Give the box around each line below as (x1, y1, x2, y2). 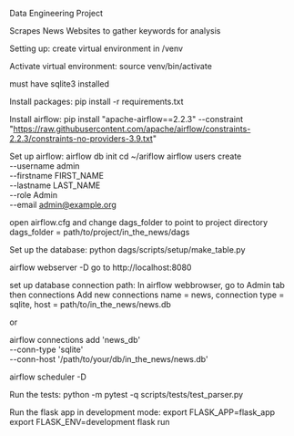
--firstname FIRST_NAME (9, 171, 105, 181)
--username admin (9, 161, 80, 171)
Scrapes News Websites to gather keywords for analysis (9, 26, 221, 36)
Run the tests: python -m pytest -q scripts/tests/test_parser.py (9, 389, 244, 400)
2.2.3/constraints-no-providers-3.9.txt (9, 133, 153, 144)
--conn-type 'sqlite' (9, 344, 84, 355)
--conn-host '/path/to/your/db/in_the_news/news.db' (9, 354, 208, 364)
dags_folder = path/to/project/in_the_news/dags (9, 227, 190, 237)
